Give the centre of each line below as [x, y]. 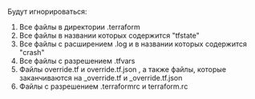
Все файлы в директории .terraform [80, 27]
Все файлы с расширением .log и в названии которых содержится [133, 44]
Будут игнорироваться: [47, 12]
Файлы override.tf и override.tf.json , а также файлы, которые [122, 69]
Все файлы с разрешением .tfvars [77, 61]
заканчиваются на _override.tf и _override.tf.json [101, 78]
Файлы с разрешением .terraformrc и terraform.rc [103, 86]
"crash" [32, 52]
